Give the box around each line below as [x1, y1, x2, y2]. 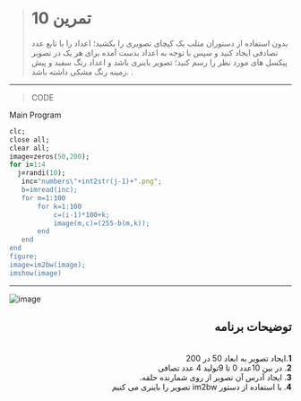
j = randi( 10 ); [17, 169, 66, 178]
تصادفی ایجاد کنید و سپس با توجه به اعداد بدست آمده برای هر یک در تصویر [30, 47, 279, 57]
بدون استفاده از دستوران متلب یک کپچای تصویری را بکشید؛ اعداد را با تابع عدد [30, 38, 288, 48]
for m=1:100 [21, 193, 66, 203]
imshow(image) [9, 268, 63, 277]
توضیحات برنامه [214, 319, 292, 335]
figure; [9, 252, 39, 261]
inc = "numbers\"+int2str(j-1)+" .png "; [21, 177, 163, 187]
